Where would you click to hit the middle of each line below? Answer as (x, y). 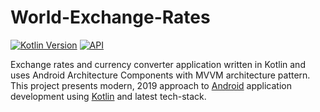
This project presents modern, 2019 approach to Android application (151, 85)
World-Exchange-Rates (110, 17)
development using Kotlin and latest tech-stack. (108, 96)
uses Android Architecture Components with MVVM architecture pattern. (160, 75)
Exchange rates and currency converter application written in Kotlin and (158, 64)
